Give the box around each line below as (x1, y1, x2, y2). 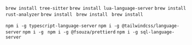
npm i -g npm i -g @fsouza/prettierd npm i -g (22, 29, 138, 35)
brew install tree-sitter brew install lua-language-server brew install (5, 5, 186, 11)
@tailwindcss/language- (121, 23, 180, 29)
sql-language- (140, 29, 174, 35)
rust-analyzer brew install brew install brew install (5, 12, 144, 18)
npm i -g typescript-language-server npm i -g (5, 23, 120, 29)
